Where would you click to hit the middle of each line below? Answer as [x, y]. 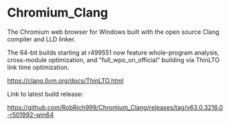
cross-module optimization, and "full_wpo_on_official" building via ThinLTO [114, 59]
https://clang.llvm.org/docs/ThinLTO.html [65, 80]
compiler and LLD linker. [41, 39]
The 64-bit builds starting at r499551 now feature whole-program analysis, [113, 52]
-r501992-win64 [30, 115]
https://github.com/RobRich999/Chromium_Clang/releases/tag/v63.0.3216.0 [115, 107]
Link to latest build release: [45, 94]
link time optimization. [38, 67]
